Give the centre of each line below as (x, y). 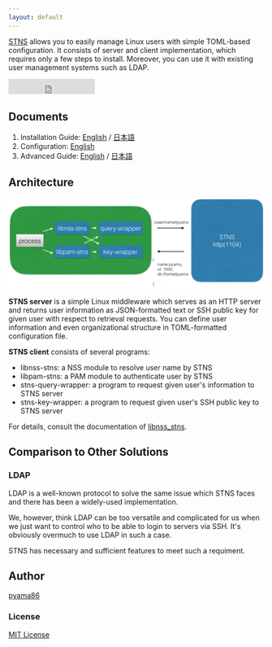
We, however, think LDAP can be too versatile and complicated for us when (134, 518)
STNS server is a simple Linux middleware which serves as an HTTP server (135, 301)
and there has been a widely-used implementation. (93, 501)
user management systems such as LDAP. (79, 67)
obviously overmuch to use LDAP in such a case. (90, 535)
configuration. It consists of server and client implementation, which (122, 50)
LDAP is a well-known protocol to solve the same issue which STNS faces (132, 493)
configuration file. (38, 336)
